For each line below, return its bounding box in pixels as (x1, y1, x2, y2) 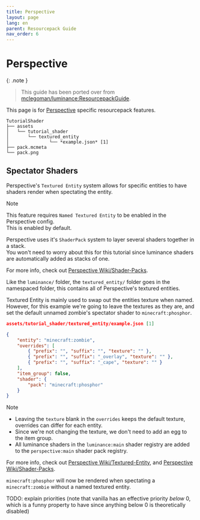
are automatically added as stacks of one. (6, 255, 110, 262)
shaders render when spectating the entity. (6, 188, 113, 195)
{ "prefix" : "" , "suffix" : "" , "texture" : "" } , (28, 348, 152, 354)
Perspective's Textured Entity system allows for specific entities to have (6, 181, 187, 189)
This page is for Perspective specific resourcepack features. (6, 106, 156, 114)
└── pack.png (6, 150, 39, 156)
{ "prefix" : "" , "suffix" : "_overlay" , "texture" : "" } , (28, 354, 174, 360)
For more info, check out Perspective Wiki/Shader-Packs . (6, 267, 148, 274)
